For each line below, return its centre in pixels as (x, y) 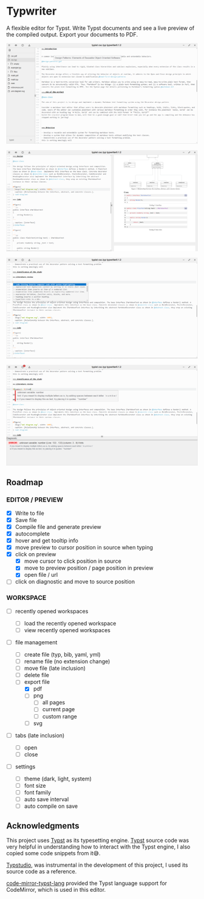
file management (36, 642)
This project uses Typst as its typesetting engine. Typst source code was (98, 841)
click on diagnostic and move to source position (75, 582)
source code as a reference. (42, 872)
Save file (26, 520)
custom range (60, 716)
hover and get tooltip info (47, 540)
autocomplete (32, 534)
